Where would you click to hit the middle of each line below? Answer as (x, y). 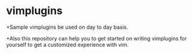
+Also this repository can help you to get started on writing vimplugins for (96, 38)
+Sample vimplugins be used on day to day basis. (67, 27)
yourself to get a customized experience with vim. (68, 45)
